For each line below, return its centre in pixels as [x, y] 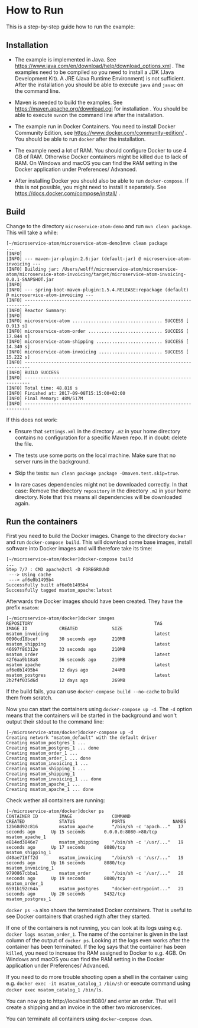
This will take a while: [32, 232]
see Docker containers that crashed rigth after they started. [78, 916]
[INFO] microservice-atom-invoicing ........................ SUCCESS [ [98, 352]
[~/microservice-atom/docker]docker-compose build [70, 559]
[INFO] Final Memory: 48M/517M [45, 398]
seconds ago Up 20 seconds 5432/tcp [66, 894]
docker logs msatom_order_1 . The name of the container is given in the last [97, 934]
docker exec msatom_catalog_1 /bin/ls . [55, 990]
